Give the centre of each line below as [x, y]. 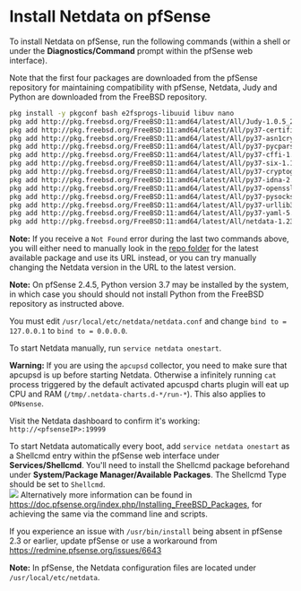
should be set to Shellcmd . [57, 484]
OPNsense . [27, 404]
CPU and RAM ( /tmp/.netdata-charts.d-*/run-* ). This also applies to [138, 394]
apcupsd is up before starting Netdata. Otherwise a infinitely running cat [143, 375]
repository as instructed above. [67, 304]
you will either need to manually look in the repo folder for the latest [134, 248]
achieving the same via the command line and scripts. [109, 514]
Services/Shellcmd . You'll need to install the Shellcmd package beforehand [150, 465]
